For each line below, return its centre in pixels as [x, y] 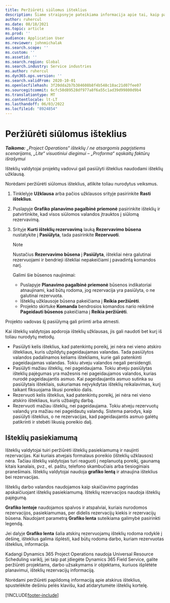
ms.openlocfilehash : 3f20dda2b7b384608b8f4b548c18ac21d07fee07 [73, 85]
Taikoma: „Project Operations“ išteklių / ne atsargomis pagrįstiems [75, 148]
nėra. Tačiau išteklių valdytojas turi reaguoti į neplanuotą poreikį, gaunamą [83, 461]
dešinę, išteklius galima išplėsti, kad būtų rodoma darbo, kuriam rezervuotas [85, 539]
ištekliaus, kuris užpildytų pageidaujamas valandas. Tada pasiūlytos [83, 352]
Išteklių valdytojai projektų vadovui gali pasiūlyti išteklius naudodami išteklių [84, 168]
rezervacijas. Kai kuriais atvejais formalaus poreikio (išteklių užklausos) [79, 455]
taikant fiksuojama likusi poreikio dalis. [53, 389]
